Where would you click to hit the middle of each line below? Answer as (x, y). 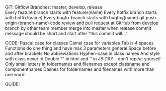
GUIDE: (13, 84)
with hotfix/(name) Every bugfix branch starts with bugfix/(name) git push (81, 18)
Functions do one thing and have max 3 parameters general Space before (81, 48)
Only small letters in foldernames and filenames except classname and (78, 64)
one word (15, 74)
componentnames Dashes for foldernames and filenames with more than (80, 69)
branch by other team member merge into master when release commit (78, 28)
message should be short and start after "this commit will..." (66, 33)
